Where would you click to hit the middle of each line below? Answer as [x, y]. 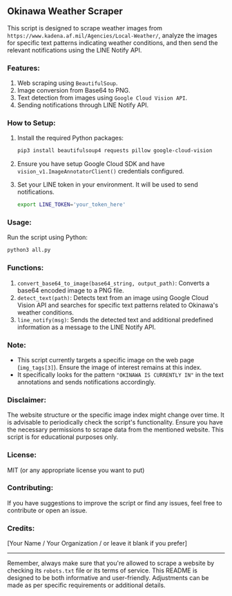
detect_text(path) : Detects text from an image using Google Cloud [113, 297]
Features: [23, 68]
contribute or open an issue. [47, 510]
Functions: [26, 268]
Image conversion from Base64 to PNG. [74, 91]
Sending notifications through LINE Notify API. [83, 105]
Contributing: [30, 488]
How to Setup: [31, 123]
